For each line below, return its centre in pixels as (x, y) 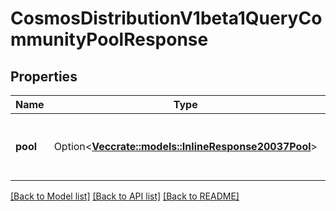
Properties (44, 76)
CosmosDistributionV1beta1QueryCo (166, 18)
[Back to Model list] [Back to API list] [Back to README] (125, 196)
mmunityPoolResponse (109, 39)
